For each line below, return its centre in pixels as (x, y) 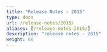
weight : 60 (20, 39)
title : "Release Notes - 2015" (46, 12)
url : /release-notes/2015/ (40, 23)
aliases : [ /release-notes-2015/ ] (48, 28)
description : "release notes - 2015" (54, 34)
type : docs (20, 17)
